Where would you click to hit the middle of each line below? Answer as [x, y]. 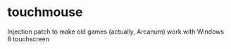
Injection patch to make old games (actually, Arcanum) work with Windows [115, 31]
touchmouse [45, 12]
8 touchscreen [29, 38]
